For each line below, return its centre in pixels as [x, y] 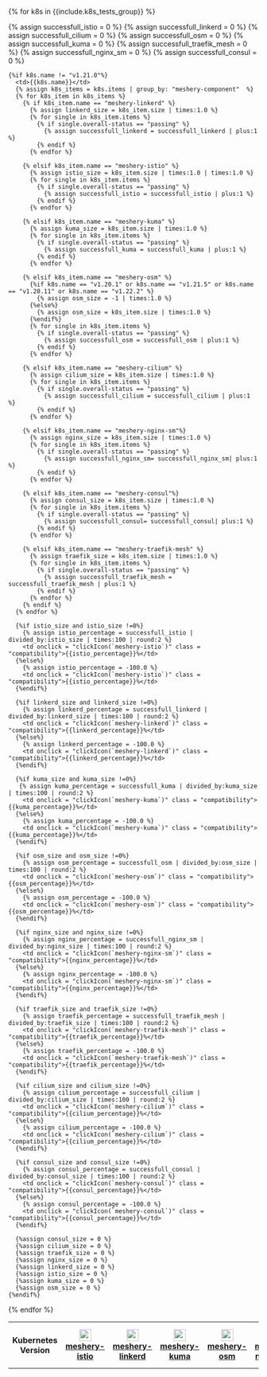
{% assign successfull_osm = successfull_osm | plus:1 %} [141, 340]
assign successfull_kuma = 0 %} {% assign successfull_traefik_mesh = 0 [128, 44]
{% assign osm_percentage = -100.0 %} [87, 898]
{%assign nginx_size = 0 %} [62, 1260]
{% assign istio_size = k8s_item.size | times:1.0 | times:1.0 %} [141, 173]
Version [35, 1350]
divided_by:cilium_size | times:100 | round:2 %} [92, 1100]
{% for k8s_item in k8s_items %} [71, 96]
